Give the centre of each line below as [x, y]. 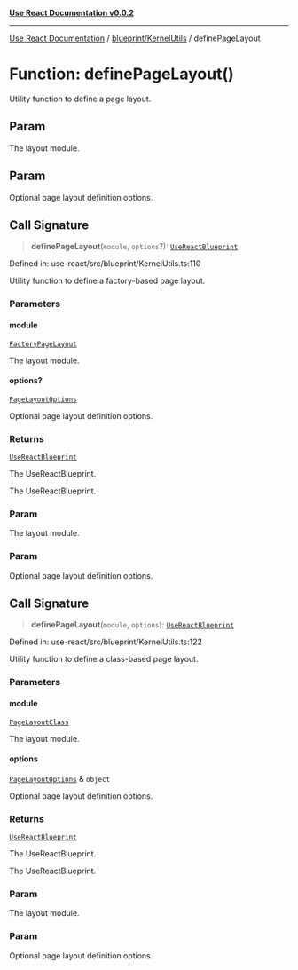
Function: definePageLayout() [122, 74]
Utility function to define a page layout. [80, 99]
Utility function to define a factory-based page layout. [107, 281]
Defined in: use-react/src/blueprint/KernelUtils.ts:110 [105, 264]
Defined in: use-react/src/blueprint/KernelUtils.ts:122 [106, 642]
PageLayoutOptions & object [60, 778]
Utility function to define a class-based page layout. [104, 659]
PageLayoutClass [39, 722]
